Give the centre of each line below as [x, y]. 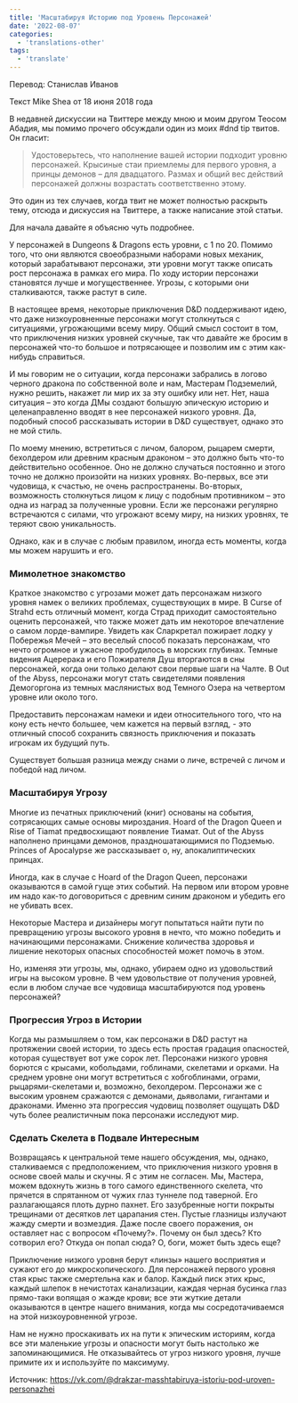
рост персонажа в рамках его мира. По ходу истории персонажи [134, 273]
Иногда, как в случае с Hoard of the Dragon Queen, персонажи [128, 877]
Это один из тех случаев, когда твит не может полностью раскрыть [139, 201]
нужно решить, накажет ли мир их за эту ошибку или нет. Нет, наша [139, 393]
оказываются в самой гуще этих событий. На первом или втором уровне [149, 886]
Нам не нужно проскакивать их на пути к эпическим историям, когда [142, 1334]
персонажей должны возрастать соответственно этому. [139, 183]
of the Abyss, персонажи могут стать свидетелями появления [127, 678]
